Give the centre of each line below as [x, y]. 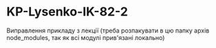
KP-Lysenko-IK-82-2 [67, 12]
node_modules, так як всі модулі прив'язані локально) [86, 37]
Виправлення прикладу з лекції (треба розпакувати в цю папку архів [108, 30]
